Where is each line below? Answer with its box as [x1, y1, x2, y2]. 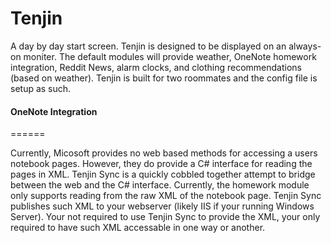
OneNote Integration [10, 105, 98, 117]
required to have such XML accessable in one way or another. [10, 222, 266, 234]
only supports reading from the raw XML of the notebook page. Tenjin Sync [10, 190, 322, 202]
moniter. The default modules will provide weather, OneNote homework [23, 50, 317, 62]
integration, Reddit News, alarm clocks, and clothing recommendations [10, 61, 302, 73]
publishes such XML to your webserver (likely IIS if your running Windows [10, 200, 315, 212]
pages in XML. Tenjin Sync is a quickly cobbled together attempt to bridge [10, 168, 316, 181]
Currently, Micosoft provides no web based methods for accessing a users [10, 147, 318, 159]
